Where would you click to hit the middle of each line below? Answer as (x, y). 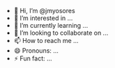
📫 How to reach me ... (46, 41)
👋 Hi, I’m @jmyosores (44, 11)
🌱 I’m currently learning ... (51, 25)
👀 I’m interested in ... (43, 18)
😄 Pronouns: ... (36, 51)
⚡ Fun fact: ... (33, 58)
